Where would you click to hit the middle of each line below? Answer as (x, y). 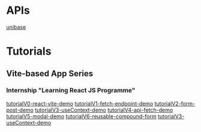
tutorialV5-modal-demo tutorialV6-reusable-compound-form (82, 116)
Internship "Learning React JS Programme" (71, 91)
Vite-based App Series (50, 73)
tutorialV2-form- (175, 103)
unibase (16, 27)
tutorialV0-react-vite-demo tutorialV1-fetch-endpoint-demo (80, 103)
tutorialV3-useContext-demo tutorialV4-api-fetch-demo (104, 110)
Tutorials (29, 51)
